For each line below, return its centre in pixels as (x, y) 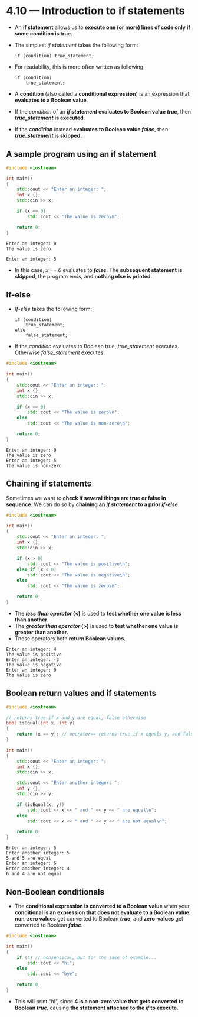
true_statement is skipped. (48, 135)
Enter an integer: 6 (32, 864)
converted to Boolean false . (49, 925)
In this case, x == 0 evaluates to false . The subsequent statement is (98, 270)
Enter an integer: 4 (32, 649)
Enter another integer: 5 (38, 853)
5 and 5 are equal (29, 859)
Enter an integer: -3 (33, 660)
